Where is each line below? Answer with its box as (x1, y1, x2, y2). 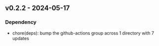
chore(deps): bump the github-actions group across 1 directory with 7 (12, 30, 155, 36)
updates (12, 35, 30, 41)
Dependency (5, 19, 37, 26)
